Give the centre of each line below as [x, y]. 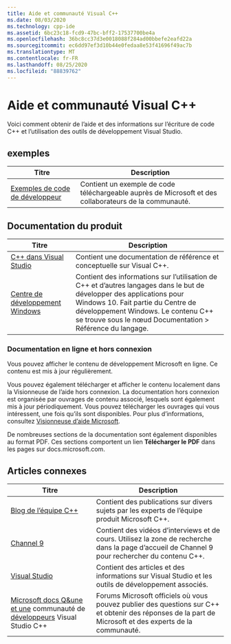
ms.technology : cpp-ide [41, 26]
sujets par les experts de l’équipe [149, 510]
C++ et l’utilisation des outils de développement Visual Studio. [95, 132]
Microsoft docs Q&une [47, 600]
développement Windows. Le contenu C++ [144, 311]
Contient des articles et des [140, 568]
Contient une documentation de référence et [147, 257]
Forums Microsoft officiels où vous [152, 596]
